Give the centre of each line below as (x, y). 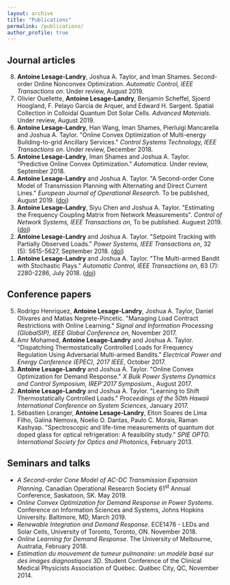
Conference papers (49, 295)
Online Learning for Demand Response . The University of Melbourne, (115, 539)
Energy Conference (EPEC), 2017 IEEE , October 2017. (91, 362)
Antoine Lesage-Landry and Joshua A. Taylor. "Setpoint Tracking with (116, 237)
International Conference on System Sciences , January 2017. (103, 405)
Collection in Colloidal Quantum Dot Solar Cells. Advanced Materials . (114, 113)
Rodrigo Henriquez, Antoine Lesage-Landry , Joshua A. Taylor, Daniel (115, 311)
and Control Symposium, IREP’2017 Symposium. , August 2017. (104, 383)
